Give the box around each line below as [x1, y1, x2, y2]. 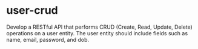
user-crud [6, 4, 59, 17]
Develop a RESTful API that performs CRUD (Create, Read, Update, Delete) [6, 23, 193, 30]
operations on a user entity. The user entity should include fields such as [6, 29, 188, 36]
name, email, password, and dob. [6, 36, 90, 43]
